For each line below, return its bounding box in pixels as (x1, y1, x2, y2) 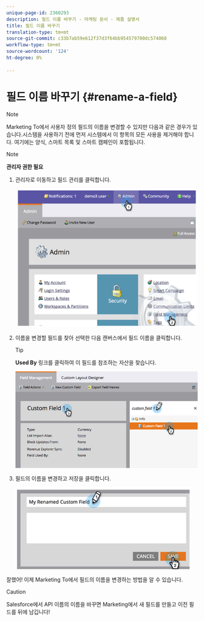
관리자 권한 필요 (6, 163, 44, 170)
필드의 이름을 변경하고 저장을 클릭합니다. (15, 475, 111, 482)
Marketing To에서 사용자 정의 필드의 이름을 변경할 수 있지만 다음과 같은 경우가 (6, 123, 191, 130)
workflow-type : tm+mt (6, 42, 61, 48)
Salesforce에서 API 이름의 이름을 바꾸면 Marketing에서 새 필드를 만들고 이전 (6, 601, 188, 608)
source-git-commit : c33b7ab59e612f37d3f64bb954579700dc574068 (6, 35, 167, 42)
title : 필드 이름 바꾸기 (6, 23, 61, 29)
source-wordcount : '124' (6, 49, 69, 55)
